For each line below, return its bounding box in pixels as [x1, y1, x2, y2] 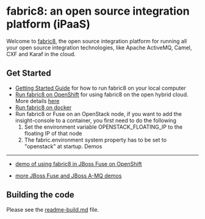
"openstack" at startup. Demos [24, 142, 103, 150]
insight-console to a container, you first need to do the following [15, 117, 177, 124]
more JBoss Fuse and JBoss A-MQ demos [15, 172, 122, 179]
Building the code [6, 190, 74, 200]
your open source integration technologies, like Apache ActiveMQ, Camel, [6, 44, 192, 51]
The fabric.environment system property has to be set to [24, 136, 167, 143]
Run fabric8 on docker [15, 104, 72, 111]
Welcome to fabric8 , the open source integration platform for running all [6, 37, 187, 45]
